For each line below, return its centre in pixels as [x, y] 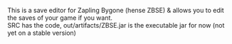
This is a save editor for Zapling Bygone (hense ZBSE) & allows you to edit [116, 10]
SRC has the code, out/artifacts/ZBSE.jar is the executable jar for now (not [116, 25]
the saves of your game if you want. [60, 18]
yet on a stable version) [42, 33]
